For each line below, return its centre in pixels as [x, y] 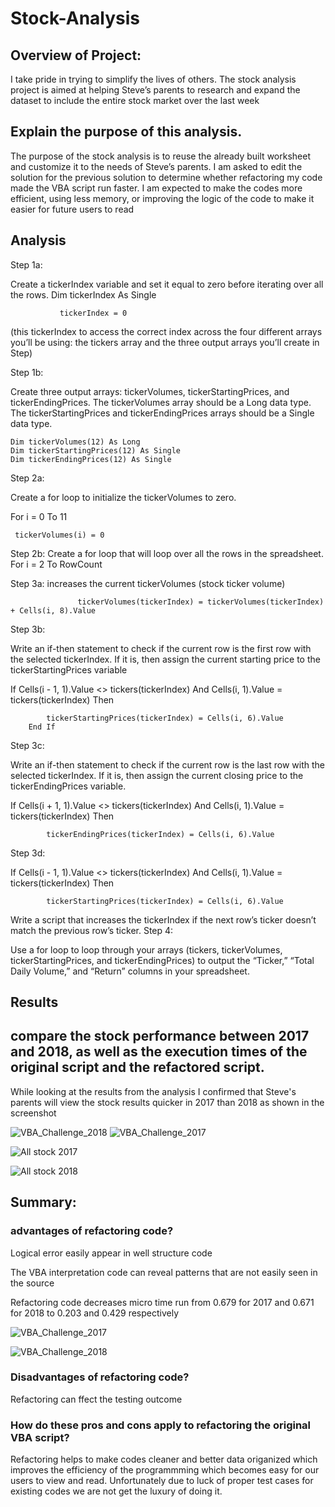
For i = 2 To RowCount [56, 564]
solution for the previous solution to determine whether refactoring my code [166, 177]
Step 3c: [27, 745]
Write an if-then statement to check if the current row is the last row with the [167, 764]
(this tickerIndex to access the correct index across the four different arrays [166, 331]
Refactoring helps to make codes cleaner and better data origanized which [164, 1459]
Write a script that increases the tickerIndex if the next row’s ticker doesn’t [163, 919]
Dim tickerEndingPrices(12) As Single [91, 459]
